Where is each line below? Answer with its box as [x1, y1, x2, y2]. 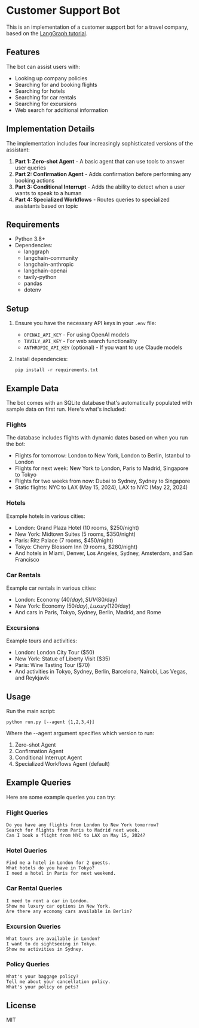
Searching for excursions [14, 100, 77, 107]
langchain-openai [23, 267, 68, 274]
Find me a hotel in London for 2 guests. [6, 860, 111, 866]
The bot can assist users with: [6, 63, 81, 70]
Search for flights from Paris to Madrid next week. [6, 827, 140, 833]
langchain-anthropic [23, 261, 74, 268]
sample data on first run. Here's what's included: [6, 405, 127, 413]
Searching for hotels [14, 87, 65, 95]
